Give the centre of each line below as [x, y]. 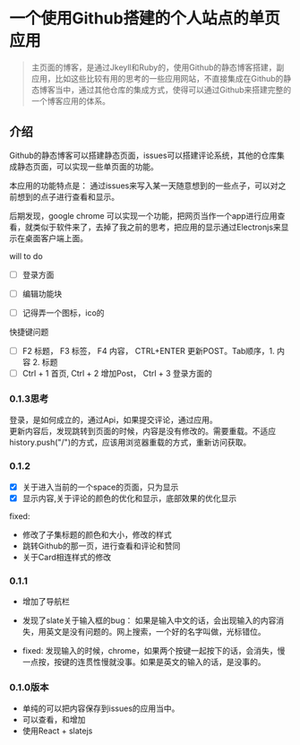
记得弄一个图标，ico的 [63, 312]
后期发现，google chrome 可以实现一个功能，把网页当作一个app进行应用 [143, 215]
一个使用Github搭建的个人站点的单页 [145, 18]
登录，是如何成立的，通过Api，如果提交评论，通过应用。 [113, 420]
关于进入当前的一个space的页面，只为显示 [100, 487]
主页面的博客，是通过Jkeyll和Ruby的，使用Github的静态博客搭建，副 [158, 67]
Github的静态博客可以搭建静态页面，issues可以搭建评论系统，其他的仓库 [143, 155]
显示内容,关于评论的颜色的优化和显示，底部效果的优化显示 [129, 498]
